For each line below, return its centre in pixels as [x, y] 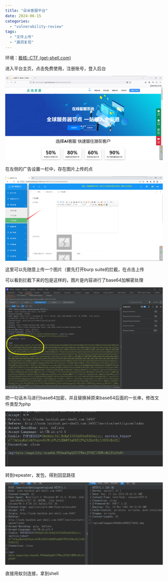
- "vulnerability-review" [37, 27]
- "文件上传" [22, 37]
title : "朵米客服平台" [26, 11]
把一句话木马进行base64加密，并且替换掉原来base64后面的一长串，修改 [80, 398]
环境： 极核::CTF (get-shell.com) [38, 58]
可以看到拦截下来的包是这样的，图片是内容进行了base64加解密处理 [74, 280]
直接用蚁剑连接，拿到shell [32, 573]
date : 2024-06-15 [23, 16]
